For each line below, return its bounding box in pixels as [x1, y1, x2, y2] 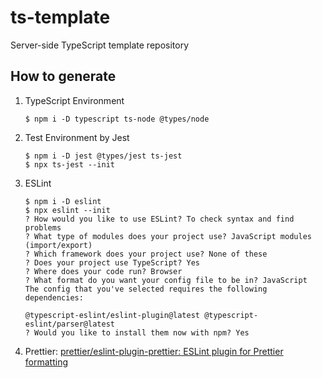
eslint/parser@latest [24, 319, 115, 329]
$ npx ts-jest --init [24, 159, 115, 170]
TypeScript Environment [24, 94, 125, 106]
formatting [24, 356, 68, 368]
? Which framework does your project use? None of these [24, 249, 268, 259]
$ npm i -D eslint [24, 196, 102, 206]
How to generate [10, 68, 117, 85]
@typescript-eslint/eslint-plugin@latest [24, 310, 200, 320]
